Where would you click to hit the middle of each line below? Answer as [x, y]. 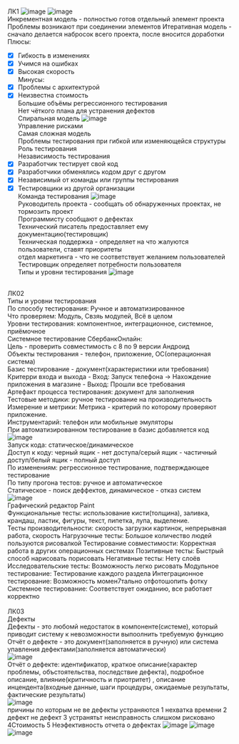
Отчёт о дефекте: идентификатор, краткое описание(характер [102, 664]
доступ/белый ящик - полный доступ [64, 460]
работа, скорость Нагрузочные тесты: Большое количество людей [110, 535]
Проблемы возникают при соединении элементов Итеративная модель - [119, 26]
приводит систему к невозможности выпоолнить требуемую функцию [116, 634]
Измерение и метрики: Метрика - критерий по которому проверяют [112, 407]
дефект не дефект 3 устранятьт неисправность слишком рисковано [111, 717]
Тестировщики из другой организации [76, 188]
